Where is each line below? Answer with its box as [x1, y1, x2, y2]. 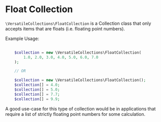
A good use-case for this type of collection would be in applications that [5, 105, 156, 112]
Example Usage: [5, 35, 39, 42]
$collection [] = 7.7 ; [14, 92, 60, 97]
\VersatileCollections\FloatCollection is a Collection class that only [5, 20, 151, 26]
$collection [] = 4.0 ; [14, 83, 60, 88]
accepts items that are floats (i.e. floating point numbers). [5, 25, 125, 31]
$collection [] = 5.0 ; [14, 87, 60, 92]
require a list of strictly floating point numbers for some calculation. [5, 111, 146, 117]
